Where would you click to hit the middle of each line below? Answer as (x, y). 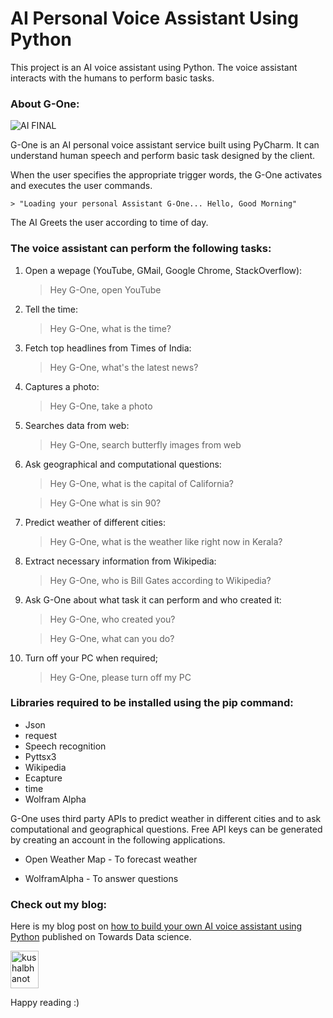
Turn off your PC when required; (91, 658)
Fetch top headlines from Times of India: (108, 348)
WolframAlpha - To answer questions (101, 878)
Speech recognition (65, 746)
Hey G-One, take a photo (101, 406)
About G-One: (45, 104)
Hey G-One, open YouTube (105, 289)
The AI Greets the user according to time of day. (109, 223)
